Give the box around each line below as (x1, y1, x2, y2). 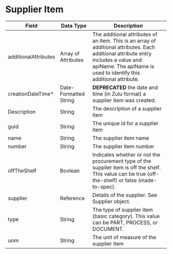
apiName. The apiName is (92, 62, 155, 70)
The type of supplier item (92, 206, 153, 213)
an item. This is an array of (92, 37, 156, 44)
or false (118, 177, 137, 184)
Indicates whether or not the (92, 151, 160, 158)
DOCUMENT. (92, 225, 124, 232)
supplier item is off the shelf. (92, 164, 161, 171)
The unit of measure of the (92, 234, 157, 241)
